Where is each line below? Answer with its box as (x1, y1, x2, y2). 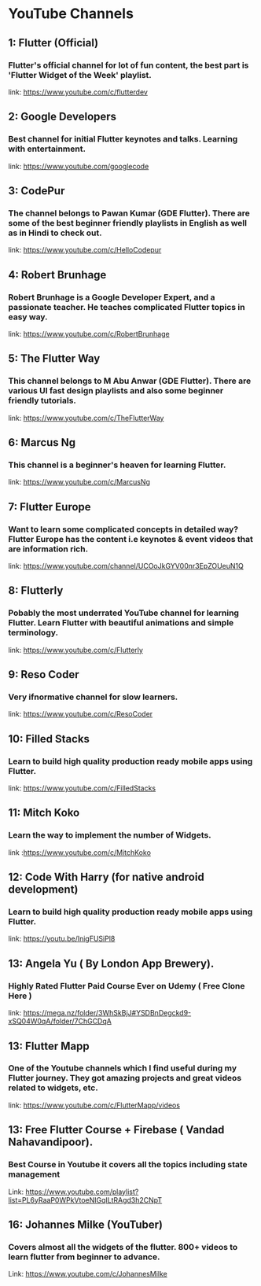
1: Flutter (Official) (8, 36, 99, 50)
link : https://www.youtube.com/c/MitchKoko (8, 847, 152, 857)
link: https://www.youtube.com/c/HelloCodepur (8, 245, 162, 255)
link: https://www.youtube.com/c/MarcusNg (8, 477, 151, 487)
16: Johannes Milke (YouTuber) (8, 1218, 164, 1231)
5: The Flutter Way (8, 352, 101, 366)
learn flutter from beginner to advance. (8, 1251, 160, 1262)
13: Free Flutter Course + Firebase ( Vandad (8, 1123, 225, 1137)
